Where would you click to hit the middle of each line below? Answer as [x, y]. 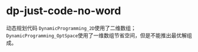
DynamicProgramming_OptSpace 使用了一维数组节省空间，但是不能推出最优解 [97, 35]
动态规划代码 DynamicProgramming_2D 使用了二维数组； [71, 28]
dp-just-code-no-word [64, 11]
